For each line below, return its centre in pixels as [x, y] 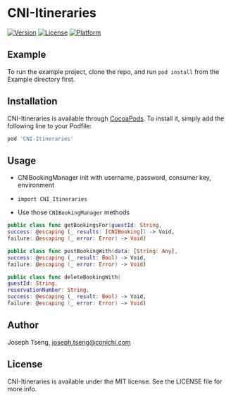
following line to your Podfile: [50, 125]
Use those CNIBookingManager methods [74, 212]
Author [23, 325]
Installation [32, 101]
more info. [22, 388]
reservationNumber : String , [49, 290]
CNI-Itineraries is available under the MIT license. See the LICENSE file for [115, 381]
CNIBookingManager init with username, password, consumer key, [114, 178]
